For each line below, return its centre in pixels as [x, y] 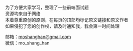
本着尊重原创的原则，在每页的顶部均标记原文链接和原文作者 [67, 20]
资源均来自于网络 [23, 13]
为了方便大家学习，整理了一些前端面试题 [47, 7]
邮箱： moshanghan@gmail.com [38, 37]
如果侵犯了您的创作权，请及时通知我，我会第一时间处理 [62, 26]
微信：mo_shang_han [27, 43]
